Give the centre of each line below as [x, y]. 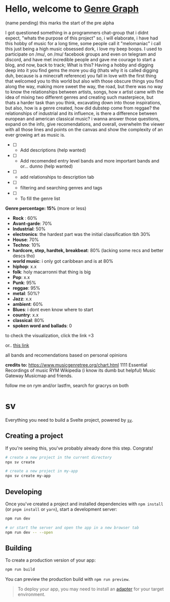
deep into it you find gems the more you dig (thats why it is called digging [82, 70]
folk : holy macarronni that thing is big [52, 272]
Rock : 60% [25, 218]
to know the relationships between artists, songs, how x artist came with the [84, 92]
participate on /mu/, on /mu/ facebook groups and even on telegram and [80, 54]
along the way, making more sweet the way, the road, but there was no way [84, 86]
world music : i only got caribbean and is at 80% [63, 261]
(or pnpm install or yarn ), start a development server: [61, 509]
